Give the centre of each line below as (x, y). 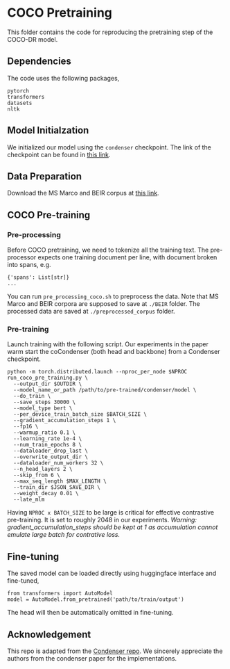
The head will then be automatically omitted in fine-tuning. (90, 613)
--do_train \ (32, 396)
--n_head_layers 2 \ (43, 469)
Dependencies (39, 62)
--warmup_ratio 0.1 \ (45, 433)
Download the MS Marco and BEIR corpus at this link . (83, 193)
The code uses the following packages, (63, 78)
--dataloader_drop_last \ (51, 451)
